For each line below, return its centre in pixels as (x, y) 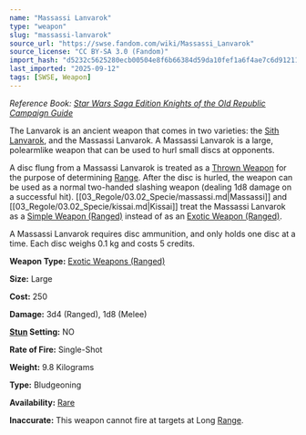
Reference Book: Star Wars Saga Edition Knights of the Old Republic (138, 103)
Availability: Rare (42, 402)
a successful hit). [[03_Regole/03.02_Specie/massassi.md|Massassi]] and (148, 196)
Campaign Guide (41, 113)
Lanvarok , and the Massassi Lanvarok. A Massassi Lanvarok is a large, (142, 140)
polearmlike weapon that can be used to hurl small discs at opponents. (142, 150)
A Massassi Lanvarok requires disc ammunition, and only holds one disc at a (153, 233)
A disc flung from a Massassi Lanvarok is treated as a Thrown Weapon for (148, 167)
